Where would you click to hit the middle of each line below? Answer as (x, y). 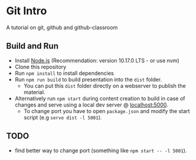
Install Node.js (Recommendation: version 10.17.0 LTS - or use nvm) (97, 60)
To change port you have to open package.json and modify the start (107, 111)
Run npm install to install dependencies (64, 73)
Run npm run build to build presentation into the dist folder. (88, 79)
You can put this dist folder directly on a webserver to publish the (105, 86)
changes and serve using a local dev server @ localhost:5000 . (91, 105)
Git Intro (27, 11)
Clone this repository (41, 67)
